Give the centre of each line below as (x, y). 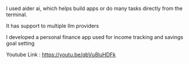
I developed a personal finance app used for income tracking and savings (94, 37)
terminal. (17, 15)
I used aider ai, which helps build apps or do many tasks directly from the (94, 8)
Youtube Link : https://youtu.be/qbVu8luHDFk (61, 54)
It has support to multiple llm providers (53, 26)
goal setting (20, 43)
